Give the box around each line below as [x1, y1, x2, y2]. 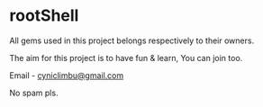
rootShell [9, 5, 79, 26]
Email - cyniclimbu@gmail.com [9, 69, 124, 81]
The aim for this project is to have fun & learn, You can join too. [9, 52, 243, 63]
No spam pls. [9, 87, 59, 98]
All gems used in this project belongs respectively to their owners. [9, 35, 255, 46]
